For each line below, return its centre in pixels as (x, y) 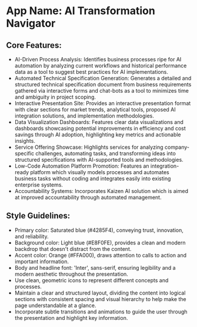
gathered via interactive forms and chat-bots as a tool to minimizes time (102, 91)
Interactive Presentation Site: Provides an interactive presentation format (103, 103)
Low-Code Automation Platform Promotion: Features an (82, 166)
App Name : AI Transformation (81, 11)
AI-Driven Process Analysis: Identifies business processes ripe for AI (98, 59)
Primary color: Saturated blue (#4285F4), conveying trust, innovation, (99, 230)
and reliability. (31, 236)
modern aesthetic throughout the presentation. (71, 274)
